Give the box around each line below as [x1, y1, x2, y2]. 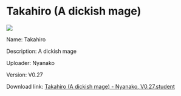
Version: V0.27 [6, 71, 44, 78]
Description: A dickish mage [6, 47, 77, 55]
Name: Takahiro [6, 35, 46, 43]
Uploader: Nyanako [6, 59, 55, 66]
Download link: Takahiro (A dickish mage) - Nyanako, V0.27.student [6, 83, 175, 90]
